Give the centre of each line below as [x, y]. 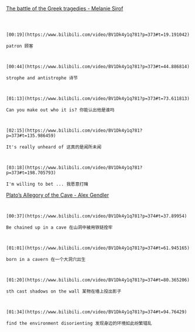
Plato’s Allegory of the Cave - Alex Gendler [58, 195]
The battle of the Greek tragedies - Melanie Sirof [65, 9]
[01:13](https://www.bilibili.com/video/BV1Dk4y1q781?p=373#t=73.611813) [98, 99]
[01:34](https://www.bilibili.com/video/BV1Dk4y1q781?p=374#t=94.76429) [97, 312]
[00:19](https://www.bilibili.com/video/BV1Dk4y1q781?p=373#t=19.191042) [98, 35]
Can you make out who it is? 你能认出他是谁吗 [60, 110]
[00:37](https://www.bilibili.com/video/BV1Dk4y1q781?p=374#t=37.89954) [97, 216]
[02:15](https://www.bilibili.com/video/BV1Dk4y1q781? [74, 130]
